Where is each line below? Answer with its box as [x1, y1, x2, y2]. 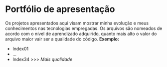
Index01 [12, 45, 29, 51]
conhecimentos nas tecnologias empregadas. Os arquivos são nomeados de [5, 25, 163, 31]
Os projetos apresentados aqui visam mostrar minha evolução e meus [5, 20, 149, 26]
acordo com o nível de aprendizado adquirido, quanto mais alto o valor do [5, 30, 157, 36]
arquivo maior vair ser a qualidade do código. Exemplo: [5, 36, 120, 42]
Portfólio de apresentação [5, 3, 115, 15]
